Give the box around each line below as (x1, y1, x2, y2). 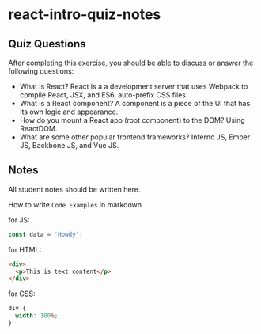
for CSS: (8, 289, 36, 298)
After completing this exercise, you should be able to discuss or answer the (8, 58, 254, 67)
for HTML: (8, 245, 42, 254)
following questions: (8, 66, 74, 76)
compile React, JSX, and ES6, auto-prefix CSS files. (19, 90, 188, 100)
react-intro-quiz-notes (8, 6, 161, 24)
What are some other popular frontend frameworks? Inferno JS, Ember (19, 132, 251, 142)
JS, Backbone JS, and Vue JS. (19, 141, 119, 150)
